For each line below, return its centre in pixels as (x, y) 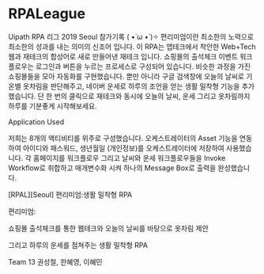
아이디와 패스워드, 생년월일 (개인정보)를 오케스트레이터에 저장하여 (124, 148)
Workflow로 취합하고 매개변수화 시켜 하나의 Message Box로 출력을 (112, 168)
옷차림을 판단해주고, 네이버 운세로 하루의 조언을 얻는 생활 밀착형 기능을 (131, 86)
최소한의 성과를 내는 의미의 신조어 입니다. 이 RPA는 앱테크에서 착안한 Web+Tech (132, 46)
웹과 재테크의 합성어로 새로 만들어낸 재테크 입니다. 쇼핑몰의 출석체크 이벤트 (123, 56)
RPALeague (47, 14)
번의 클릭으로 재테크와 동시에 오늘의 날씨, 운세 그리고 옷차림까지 (152, 96)
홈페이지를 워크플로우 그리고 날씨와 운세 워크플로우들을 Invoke (129, 158)
